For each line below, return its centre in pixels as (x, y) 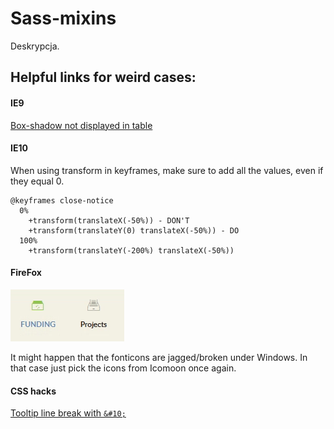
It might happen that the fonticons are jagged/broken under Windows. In (159, 357)
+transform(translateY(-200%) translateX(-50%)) (131, 250)
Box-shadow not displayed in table (81, 125)
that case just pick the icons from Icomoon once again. (123, 368)
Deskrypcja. (35, 46)
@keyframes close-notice (62, 200)
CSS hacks (33, 391)
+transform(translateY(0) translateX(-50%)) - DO (134, 230)
